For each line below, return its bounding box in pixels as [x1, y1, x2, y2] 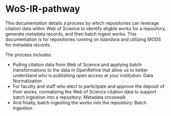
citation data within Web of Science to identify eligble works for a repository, [5, 25, 166, 31]
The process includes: [5, 52, 52, 58]
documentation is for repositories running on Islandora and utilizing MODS [5, 36, 161, 42]
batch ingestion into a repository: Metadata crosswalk [12, 94, 126, 100]
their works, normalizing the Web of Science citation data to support [12, 88, 157, 95]
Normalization [12, 78, 42, 84]
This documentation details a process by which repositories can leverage [5, 20, 159, 26]
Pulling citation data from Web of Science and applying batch [12, 61, 142, 67]
